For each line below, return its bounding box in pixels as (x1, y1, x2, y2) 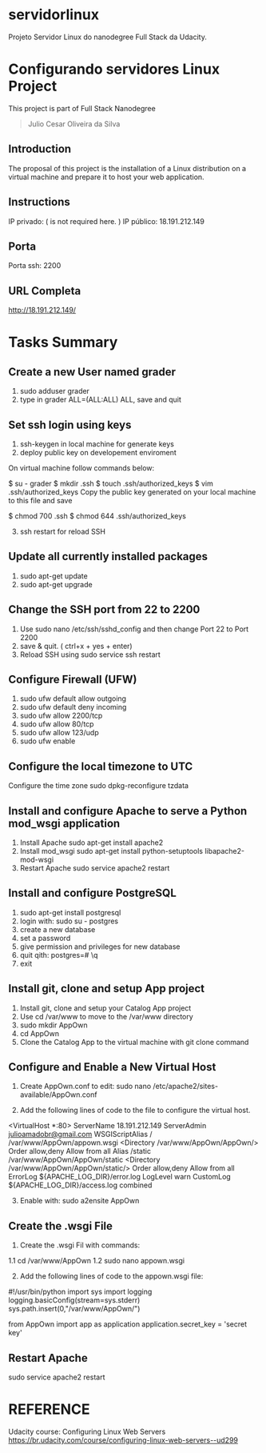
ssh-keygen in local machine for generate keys (19, 438, 174, 449)
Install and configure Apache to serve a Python (8, 804, 248, 818)
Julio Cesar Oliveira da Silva (27, 118, 121, 129)
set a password (19, 933, 71, 943)
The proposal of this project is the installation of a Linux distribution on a (8, 163, 246, 173)
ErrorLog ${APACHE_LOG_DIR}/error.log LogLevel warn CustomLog (8, 1172, 232, 1182)
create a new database (19, 924, 96, 934)
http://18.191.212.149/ (8, 306, 77, 315)
